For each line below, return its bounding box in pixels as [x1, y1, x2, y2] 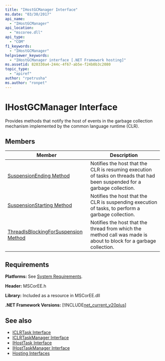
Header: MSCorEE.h [5, 283, 47, 289]
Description [110, 152, 138, 159]
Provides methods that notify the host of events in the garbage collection [5, 118, 153, 123]
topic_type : [5, 67, 29, 72]
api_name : [5, 16, 26, 21]
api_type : [5, 35, 26, 40]
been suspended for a [90, 179, 141, 185]
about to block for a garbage [90, 238, 156, 244]
